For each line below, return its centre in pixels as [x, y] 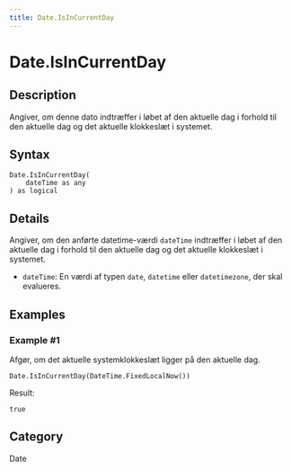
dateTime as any [56, 183]
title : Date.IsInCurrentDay [62, 18]
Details [29, 218]
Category [36, 437]
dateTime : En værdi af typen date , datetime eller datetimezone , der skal [152, 277]
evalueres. [41, 286]
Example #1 [35, 340]
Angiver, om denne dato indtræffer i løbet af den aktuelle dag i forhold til [143, 117]
